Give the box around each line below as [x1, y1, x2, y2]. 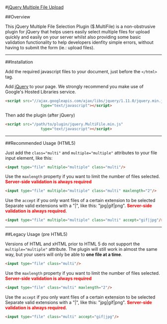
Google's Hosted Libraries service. [5, 89, 76, 95]
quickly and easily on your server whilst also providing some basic [5, 34, 141, 40]
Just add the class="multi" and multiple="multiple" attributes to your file [5, 149, 158, 156]
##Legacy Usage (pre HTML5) [5, 231, 68, 237]
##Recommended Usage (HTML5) [5, 140, 76, 146]
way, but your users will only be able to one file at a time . [5, 251, 123, 258]
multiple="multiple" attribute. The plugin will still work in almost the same [5, 246, 158, 252]
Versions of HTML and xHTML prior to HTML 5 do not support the [5, 241, 140, 247]
